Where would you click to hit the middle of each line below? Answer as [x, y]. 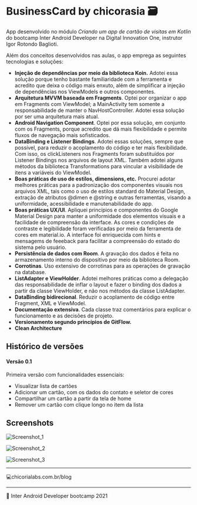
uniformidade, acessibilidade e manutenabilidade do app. [84, 203]
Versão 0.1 [19, 361]
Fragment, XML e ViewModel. [50, 303]
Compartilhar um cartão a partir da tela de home [73, 398]
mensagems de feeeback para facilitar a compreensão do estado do [97, 241]
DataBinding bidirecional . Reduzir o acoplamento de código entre [94, 297]
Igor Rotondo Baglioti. [32, 44]
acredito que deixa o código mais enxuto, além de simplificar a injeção [100, 85]
